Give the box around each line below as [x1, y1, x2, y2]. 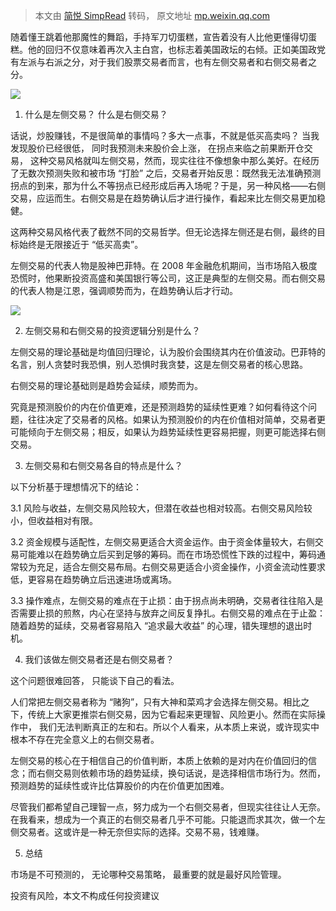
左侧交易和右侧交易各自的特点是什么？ [24, 460, 183, 471]
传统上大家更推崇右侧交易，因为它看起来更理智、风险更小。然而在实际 [27, 709, 317, 720]
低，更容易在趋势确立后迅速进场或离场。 [10, 574, 177, 585]
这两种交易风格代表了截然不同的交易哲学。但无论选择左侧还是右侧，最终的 [10, 226, 317, 238]
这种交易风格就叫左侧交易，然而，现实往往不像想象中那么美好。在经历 [29, 155, 320, 166]
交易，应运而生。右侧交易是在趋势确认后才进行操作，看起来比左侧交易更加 [10, 192, 317, 204]
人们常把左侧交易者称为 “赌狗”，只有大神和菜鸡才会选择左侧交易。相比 [10, 696, 302, 708]
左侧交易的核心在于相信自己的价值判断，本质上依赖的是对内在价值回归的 [10, 755, 308, 766]
